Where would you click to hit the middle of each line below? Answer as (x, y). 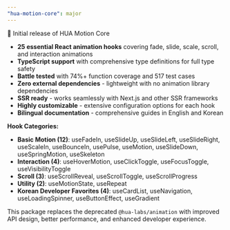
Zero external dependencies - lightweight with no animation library (113, 83)
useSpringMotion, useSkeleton (61, 154)
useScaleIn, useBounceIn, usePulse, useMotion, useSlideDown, (108, 146)
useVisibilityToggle (44, 169)
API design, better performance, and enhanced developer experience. (107, 219)
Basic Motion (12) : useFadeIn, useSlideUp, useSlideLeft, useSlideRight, (118, 140)
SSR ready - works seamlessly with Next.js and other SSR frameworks (117, 98)
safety (26, 68)
